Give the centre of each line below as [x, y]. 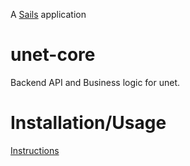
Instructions [35, 150]
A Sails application [48, 14]
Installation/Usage [88, 123]
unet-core [53, 55]
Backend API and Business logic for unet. [95, 82]
